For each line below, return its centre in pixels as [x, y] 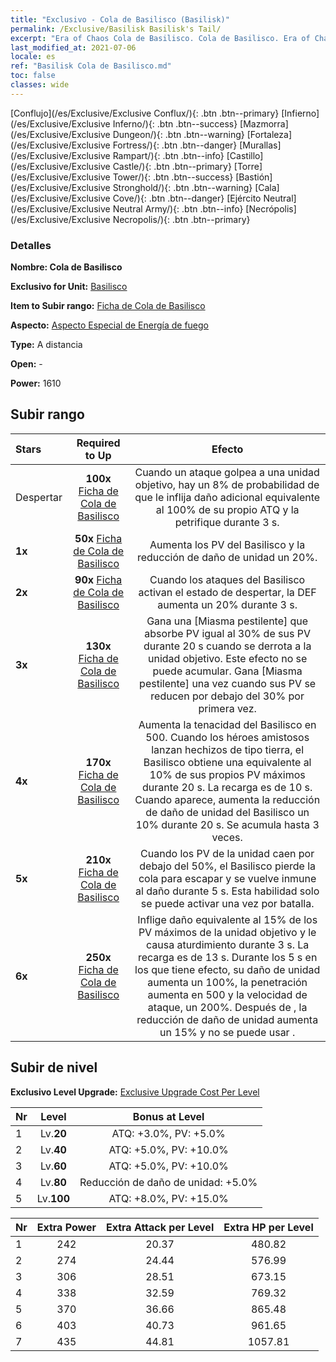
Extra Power [66, 1227]
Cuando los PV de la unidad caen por [227, 853]
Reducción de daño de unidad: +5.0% [168, 1182]
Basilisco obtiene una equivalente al [227, 762]
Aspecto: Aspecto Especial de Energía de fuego [110, 325]
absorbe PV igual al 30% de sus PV [227, 633]
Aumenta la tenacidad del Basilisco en [227, 724]
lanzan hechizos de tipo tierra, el [228, 749]
